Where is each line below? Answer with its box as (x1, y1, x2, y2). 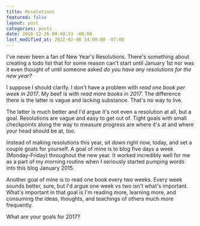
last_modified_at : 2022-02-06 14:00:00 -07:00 (6, 37, 125, 43)
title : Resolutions (6, 8, 55, 15)
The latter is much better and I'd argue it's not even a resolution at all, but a (6, 109, 192, 115)
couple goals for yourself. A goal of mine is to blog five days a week (6, 145, 174, 152)
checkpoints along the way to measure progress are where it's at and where (6, 121, 194, 128)
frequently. (6, 201, 33, 209)
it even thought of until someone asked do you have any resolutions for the (6, 66, 192, 73)
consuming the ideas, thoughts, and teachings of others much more (6, 195, 174, 202)
